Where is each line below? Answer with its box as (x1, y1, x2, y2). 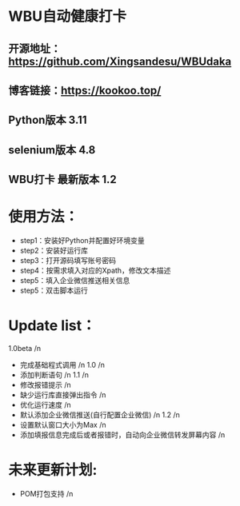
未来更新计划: (8, 461, 98, 480)
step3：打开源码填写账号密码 (19, 256, 117, 265)
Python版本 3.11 (8, 114, 87, 127)
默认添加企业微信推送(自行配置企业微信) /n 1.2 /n (19, 410, 180, 420)
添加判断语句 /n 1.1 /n (19, 370, 90, 380)
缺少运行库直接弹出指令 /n (19, 390, 106, 400)
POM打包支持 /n (19, 488, 74, 498)
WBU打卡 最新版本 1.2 (8, 173, 118, 186)
